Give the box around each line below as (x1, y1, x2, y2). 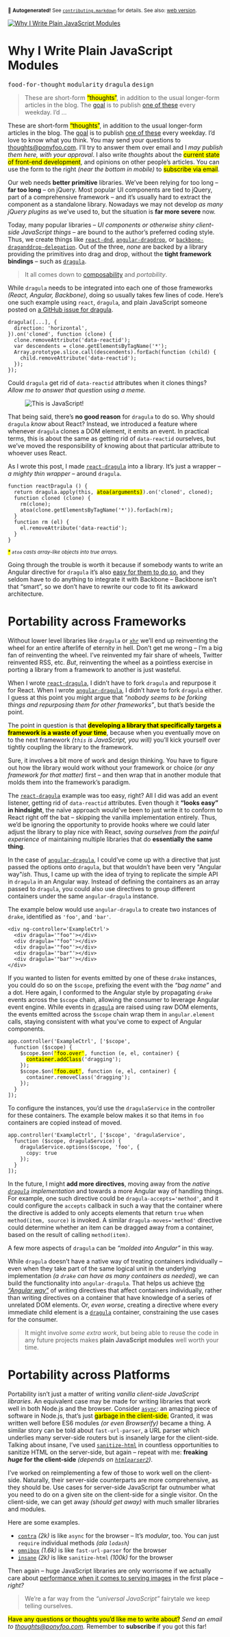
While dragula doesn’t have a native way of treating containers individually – (8, 1257, 222, 1265)
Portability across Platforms (8, 1367, 170, 1383)
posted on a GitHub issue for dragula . (8, 305, 114, 314)
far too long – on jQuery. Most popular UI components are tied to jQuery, (8, 186, 213, 194)
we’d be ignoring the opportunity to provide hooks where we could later (8, 820, 210, 829)
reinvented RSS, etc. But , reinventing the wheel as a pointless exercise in (8, 658, 213, 666)
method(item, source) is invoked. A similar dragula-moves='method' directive (8, 1216, 222, 1224)
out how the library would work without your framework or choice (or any (8, 763, 215, 771)
